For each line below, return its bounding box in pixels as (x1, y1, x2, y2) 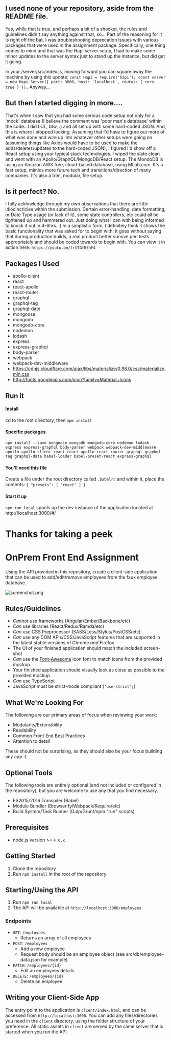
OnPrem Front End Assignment (5, 551, 139, 563)
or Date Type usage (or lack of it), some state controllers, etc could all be (5, 211, 159, 218)
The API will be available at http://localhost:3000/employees (12, 904, 142, 911)
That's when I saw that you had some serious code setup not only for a (5, 112, 155, 119)
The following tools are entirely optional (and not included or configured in (5, 782, 162, 788)
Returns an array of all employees (20, 934, 91, 941)
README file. (5, 12, 48, 21)
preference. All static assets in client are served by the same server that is (5, 1023, 163, 1029)
